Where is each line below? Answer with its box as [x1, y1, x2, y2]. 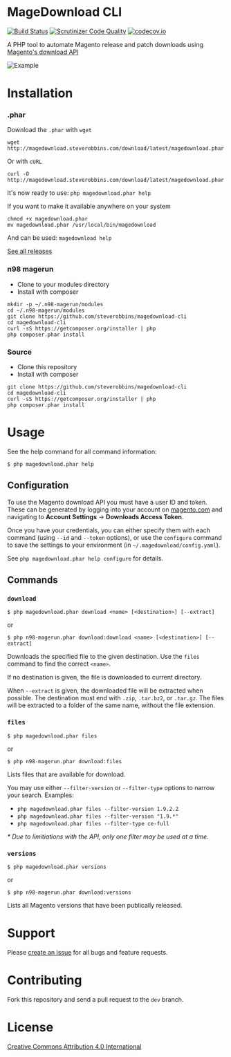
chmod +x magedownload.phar [7, 216, 89, 223]
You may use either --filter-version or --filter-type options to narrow [7, 783, 215, 792]
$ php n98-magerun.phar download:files [7, 758, 122, 765]
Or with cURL [7, 157, 43, 166]
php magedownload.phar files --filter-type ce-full [17, 820, 169, 827]
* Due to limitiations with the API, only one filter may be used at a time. [7, 832, 209, 841]
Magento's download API [7, 48, 79, 56]
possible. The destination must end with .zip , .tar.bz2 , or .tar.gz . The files [7, 694, 225, 702]
